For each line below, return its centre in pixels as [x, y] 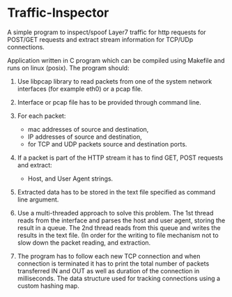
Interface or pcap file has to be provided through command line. [109, 102]
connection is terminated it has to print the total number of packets [113, 264]
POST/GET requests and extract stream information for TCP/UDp [100, 39]
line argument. [38, 199]
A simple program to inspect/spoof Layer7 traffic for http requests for [107, 32]
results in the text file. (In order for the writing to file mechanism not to [118, 235]
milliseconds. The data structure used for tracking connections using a [119, 278]
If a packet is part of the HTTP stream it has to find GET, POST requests [120, 158]
